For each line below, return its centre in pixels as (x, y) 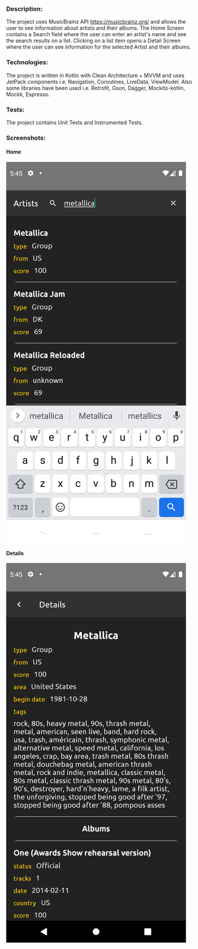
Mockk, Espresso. (28, 94)
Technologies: (27, 62)
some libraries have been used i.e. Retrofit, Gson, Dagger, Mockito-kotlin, (96, 88)
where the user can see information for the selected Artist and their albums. (99, 47)
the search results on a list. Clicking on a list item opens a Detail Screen (93, 41)
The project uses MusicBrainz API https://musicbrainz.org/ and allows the (96, 22)
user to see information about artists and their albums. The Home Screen (95, 28)
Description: (24, 9)
